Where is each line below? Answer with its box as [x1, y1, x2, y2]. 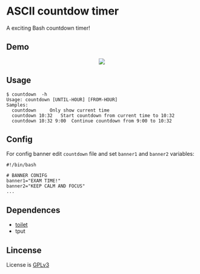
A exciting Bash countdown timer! [6, 24, 91, 32]
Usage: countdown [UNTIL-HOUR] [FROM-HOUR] [6, 96, 118, 102]
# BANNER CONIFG [6, 173, 47, 179]
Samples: [6, 102, 28, 108]
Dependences [6, 205, 61, 215]
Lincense [6, 245, 42, 255]
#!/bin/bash [6, 162, 36, 168]
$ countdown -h [6, 91, 47, 98]
